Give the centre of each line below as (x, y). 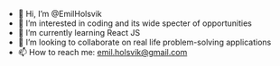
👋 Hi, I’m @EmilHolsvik (60, 14)
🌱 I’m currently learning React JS (79, 33)
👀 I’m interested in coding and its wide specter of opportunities (135, 23)
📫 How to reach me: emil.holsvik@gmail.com (103, 52)
